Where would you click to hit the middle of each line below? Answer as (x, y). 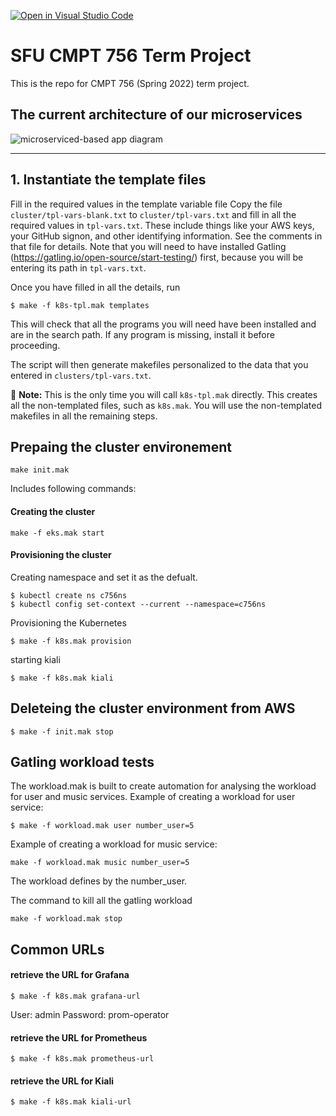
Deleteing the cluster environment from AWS (153, 708)
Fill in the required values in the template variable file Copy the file (146, 204)
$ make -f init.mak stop (62, 731)
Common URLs (57, 949)
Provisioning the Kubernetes (68, 622)
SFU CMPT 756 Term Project (131, 56)
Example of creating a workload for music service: (114, 844)
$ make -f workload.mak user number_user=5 (102, 826)
